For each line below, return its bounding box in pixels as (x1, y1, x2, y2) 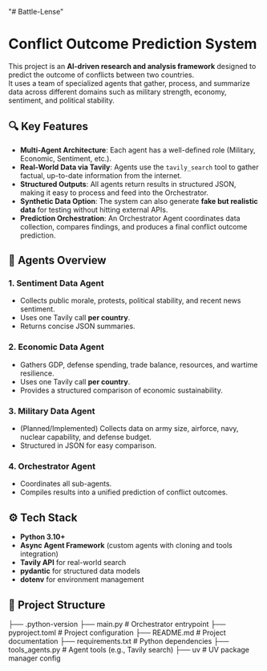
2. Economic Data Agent (8, 341, 104, 352)
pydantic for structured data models (19, 566, 140, 576)
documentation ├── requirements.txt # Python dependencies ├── (8, 636, 229, 645)
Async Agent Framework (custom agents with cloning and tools (19, 541, 233, 551)
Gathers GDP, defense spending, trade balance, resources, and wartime (19, 360, 258, 369)
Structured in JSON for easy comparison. (19, 441, 157, 450)
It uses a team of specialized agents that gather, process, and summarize (8, 78, 250, 87)
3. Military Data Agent (8, 405, 95, 417)
